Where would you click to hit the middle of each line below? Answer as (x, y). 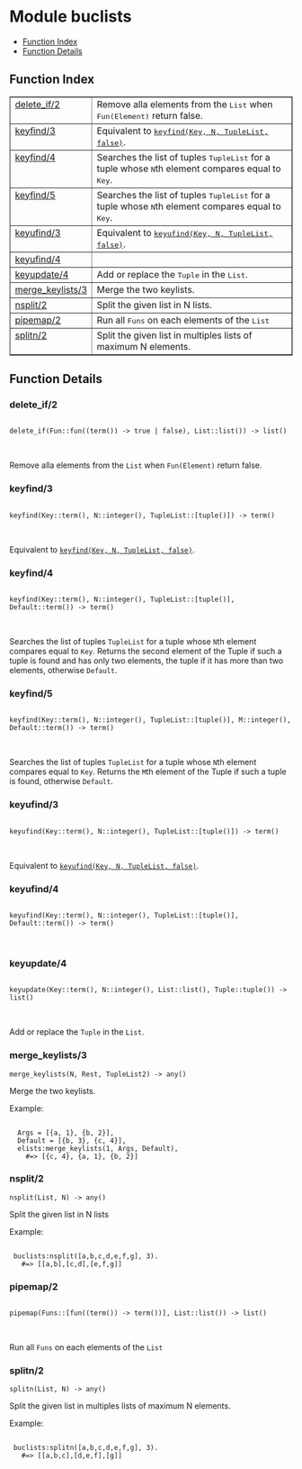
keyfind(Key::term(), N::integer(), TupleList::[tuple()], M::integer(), (151, 720)
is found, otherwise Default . (62, 781)
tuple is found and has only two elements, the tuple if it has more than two (147, 661)
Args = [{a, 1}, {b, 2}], (66, 1133)
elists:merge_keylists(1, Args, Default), (98, 1148)
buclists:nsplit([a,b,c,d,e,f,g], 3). (86, 1256)
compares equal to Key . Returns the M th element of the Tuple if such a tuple (148, 771)
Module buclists (71, 17)
